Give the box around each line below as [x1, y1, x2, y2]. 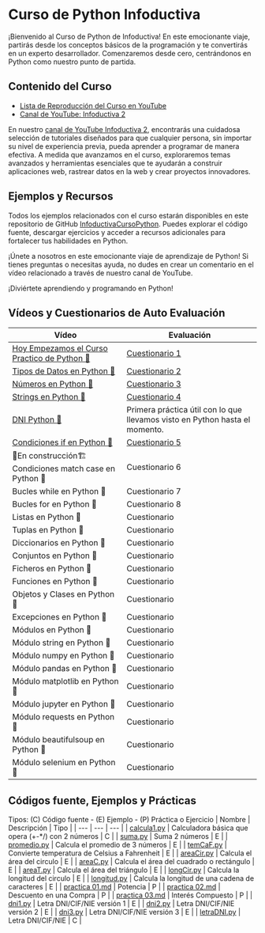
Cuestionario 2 [126, 366, 181, 377]
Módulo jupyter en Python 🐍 [12, 699, 116, 710]
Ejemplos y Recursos [8, 190, 114, 203]
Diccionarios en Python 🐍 [12, 537, 106, 548]
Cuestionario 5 [126, 437, 181, 448]
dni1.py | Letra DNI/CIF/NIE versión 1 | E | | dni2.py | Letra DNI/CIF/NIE [8, 899, 235, 908]
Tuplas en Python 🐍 [12, 525, 84, 536]
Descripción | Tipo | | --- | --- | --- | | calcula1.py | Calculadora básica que [8, 823, 248, 832]
